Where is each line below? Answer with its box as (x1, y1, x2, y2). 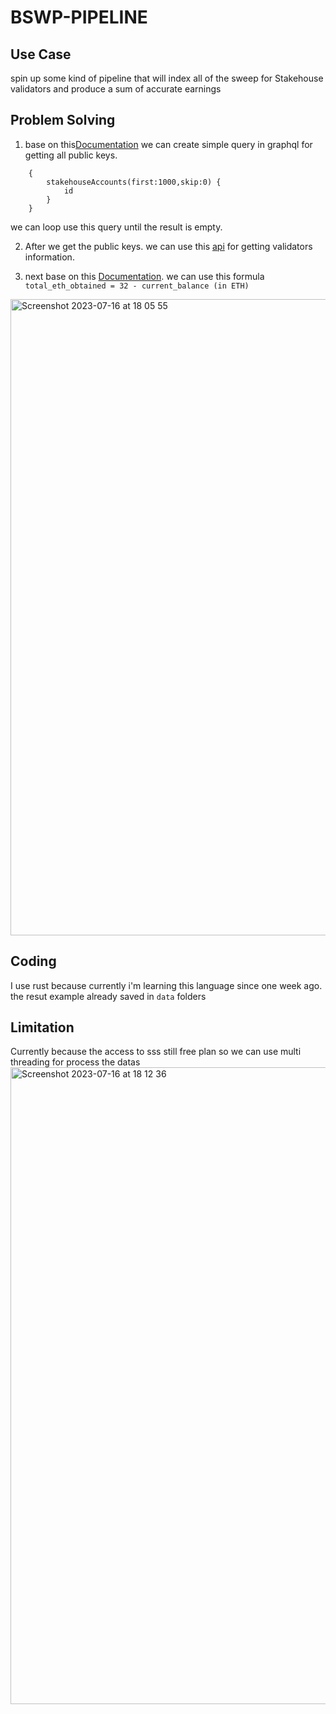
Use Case (10, 46, 72, 63)
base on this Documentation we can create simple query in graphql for (24, 138, 313, 150)
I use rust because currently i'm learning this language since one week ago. (10, 979, 323, 991)
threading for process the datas (10, 1056, 141, 1068)
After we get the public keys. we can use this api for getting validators (24, 240, 313, 252)
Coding (10, 953, 57, 970)
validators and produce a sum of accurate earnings (10, 83, 222, 95)
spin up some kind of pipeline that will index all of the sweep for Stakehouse (10, 72, 324, 84)
